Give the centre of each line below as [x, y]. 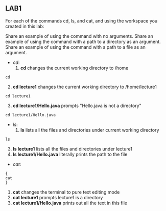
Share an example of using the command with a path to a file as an [75, 47]
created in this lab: [25, 26]
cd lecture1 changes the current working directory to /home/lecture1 [85, 87]
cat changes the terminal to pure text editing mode [66, 192]
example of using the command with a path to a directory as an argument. [83, 41]
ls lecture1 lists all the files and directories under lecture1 [73, 149]
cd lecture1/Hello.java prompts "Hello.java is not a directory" [77, 105]
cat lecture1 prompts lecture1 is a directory [58, 197]
